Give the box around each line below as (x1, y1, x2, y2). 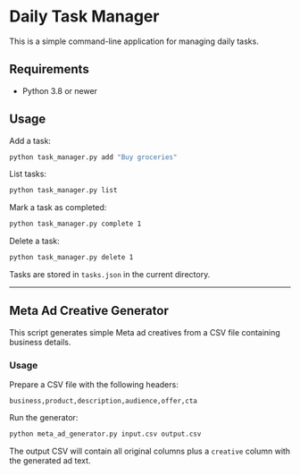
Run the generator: (9, 412, 79, 423)
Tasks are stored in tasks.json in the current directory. (9, 269, 211, 280)
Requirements (9, 62, 89, 77)
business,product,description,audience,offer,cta (9, 396, 198, 406)
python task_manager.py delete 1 (9, 253, 134, 262)
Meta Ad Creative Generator (9, 303, 170, 318)
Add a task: (9, 135, 52, 146)
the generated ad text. (9, 455, 91, 466)
